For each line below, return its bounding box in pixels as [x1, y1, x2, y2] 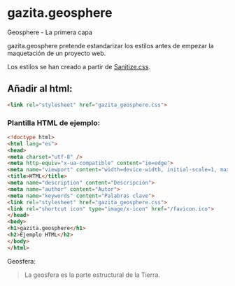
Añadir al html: [7, 83, 73, 95]
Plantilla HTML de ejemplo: [7, 117, 100, 127]
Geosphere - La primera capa [7, 28, 93, 36]
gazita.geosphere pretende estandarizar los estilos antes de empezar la [7, 41, 214, 50]
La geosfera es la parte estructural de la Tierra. [24, 271, 161, 279]
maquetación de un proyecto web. [7, 49, 106, 57]
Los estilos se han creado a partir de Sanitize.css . [7, 62, 150, 71]
